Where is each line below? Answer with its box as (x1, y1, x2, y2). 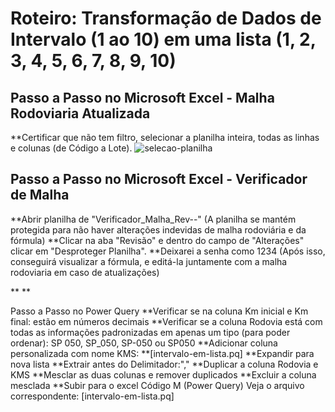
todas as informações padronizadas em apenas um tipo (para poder (10, 326, 291, 338)
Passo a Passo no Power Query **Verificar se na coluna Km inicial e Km (10, 305, 309, 317)
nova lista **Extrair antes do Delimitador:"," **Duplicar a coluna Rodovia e (10, 358, 319, 370)
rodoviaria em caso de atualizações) (10, 266, 160, 278)
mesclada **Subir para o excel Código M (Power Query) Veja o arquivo (10, 379, 305, 391)
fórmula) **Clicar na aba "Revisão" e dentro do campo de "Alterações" (10, 234, 305, 246)
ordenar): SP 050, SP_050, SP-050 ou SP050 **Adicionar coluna (10, 337, 278, 349)
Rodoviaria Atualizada (10, 105, 151, 122)
